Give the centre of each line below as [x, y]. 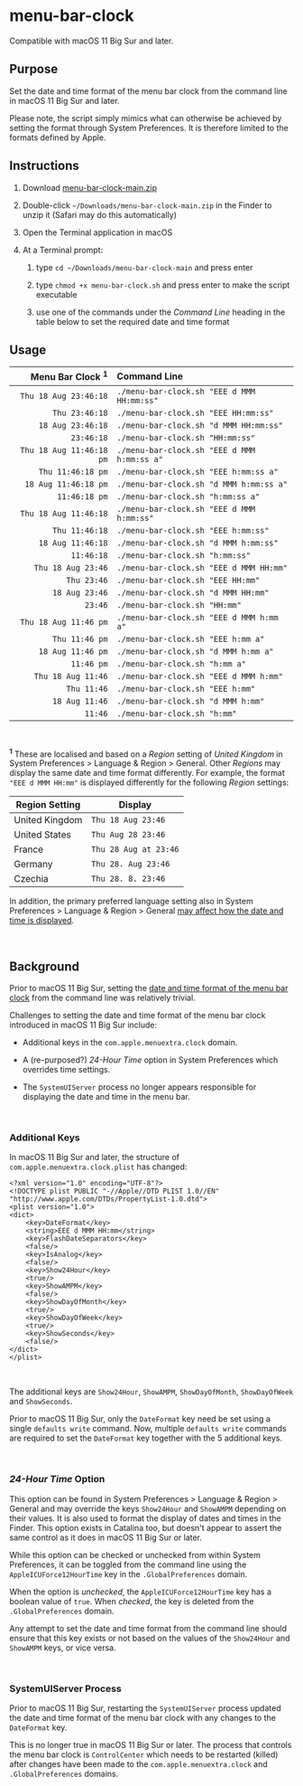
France [28, 849]
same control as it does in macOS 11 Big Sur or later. [106, 1537]
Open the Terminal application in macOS [97, 232]
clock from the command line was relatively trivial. [102, 998]
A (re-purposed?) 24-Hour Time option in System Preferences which [150, 1060]
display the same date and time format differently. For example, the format [147, 773]
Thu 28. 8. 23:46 [129, 879]
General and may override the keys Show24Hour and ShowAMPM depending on [148, 1508]
